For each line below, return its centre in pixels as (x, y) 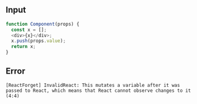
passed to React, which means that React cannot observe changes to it (98, 91)
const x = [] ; (29, 30)
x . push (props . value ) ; (39, 41)
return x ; (23, 47)
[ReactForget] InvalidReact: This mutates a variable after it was (93, 85)
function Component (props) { (43, 24)
